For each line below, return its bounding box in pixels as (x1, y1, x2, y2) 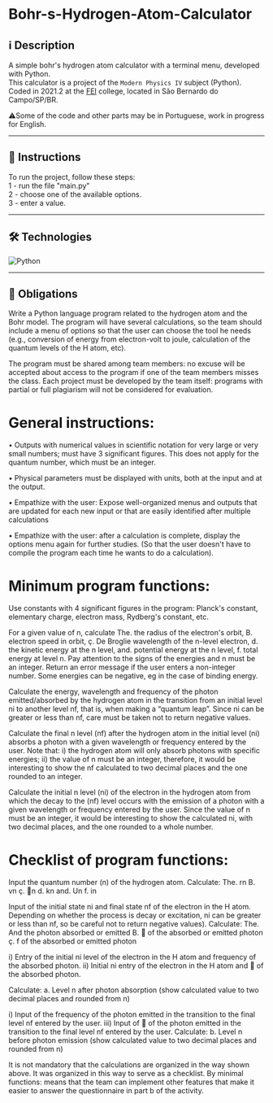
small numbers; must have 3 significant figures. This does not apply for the (8, 449, 259, 459)
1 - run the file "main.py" (8, 181, 90, 190)
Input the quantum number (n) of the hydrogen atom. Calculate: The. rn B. (8, 878, 256, 887)
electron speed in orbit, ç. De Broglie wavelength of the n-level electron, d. (8, 636, 258, 647)
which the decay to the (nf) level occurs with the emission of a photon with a (8, 796, 265, 806)
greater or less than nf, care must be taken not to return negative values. (8, 713, 251, 722)
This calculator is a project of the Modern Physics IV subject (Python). (8, 78, 242, 87)
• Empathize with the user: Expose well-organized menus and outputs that (8, 498, 258, 508)
